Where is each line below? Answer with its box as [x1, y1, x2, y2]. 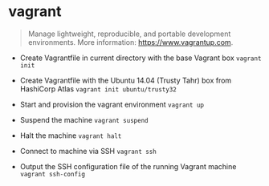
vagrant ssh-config [19, 170, 86, 178]
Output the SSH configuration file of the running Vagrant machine [19, 161, 237, 171]
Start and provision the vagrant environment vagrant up [19, 99, 205, 109]
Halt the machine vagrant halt [19, 131, 122, 140]
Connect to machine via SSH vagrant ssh [19, 146, 157, 156]
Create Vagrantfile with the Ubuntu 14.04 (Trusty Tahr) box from [19, 75, 232, 85]
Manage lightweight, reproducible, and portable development [27, 29, 231, 38]
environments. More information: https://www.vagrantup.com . [27, 37, 234, 46]
